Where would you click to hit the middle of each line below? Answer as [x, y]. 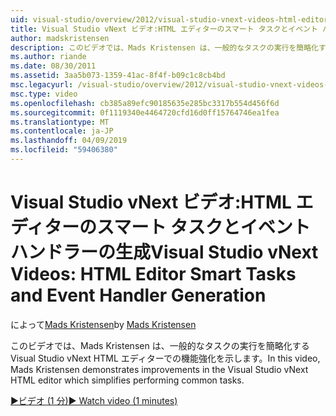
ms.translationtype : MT [60, 122]
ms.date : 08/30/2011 [53, 66]
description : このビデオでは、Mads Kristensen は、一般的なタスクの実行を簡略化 [164, 47]
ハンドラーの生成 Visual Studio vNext [164, 252]
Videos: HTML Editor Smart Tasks [153, 274]
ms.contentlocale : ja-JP [62, 131]
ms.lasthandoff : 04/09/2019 [69, 141]
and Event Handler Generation [138, 295]
